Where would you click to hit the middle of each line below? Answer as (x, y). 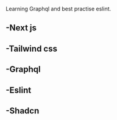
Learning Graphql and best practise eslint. (58, 9)
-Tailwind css (31, 48)
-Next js (21, 28)
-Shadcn (23, 111)
